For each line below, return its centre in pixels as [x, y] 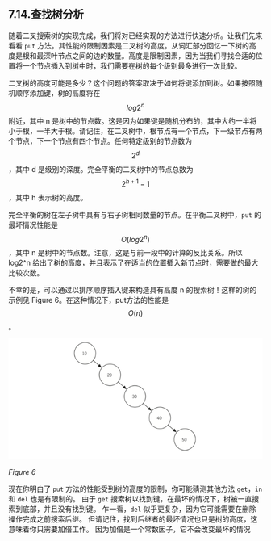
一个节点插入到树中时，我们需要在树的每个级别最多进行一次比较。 [132, 65]
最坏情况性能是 [33, 224]
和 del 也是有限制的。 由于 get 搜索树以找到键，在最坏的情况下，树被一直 [130, 498]
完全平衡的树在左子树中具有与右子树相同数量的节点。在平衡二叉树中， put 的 [135, 214]
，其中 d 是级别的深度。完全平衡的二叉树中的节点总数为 [101, 170]
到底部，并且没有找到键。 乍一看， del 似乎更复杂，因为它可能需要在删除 [135, 509]
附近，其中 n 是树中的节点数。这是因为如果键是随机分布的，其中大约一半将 [133, 121]
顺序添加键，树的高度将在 [58, 93]
